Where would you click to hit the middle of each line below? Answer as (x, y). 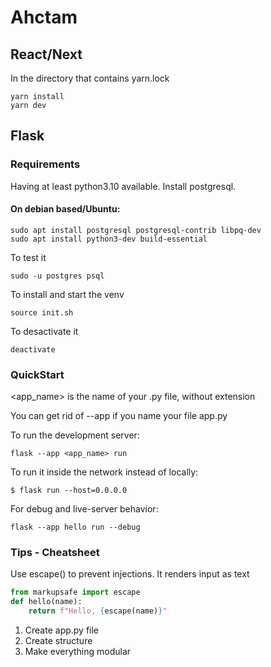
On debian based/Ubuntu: (65, 209)
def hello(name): (46, 602)
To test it (28, 257)
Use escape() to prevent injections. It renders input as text (130, 574)
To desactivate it (44, 331)
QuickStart (37, 374)
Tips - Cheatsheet (55, 553)
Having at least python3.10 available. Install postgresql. (123, 186)
